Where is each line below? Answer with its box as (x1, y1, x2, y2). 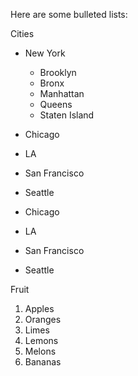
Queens (39, 99, 73, 110)
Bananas (24, 356, 62, 368)
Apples (24, 303, 55, 314)
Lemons (24, 335, 59, 346)
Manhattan (39, 88, 85, 99)
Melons (24, 345, 57, 357)
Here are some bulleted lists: (10, 9, 128, 20)
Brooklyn (39, 67, 77, 78)
